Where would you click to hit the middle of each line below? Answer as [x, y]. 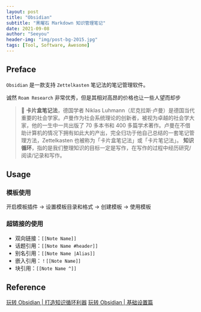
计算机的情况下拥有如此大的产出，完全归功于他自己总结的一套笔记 [108, 133]
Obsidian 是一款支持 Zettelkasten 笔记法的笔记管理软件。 [77, 85]
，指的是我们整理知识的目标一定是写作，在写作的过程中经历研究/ [111, 148]
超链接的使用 [25, 224]
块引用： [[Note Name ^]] [46, 268]
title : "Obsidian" [29, 17]
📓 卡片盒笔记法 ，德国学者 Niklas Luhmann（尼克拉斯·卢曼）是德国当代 [108, 110]
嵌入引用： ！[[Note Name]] [48, 260]
